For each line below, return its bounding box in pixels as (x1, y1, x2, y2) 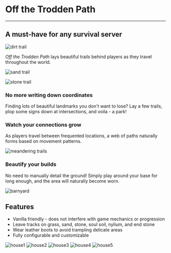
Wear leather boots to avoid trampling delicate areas (12, 227, 123, 233)
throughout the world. (5, 59, 51, 65)
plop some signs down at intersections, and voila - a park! (5, 109, 127, 115)
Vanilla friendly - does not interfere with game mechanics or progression (12, 216, 165, 222)
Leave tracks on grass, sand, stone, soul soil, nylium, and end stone (12, 221, 155, 227)
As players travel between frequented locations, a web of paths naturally (5, 133, 158, 139)
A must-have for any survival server (5, 30, 122, 39)
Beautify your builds (5, 161, 57, 168)
